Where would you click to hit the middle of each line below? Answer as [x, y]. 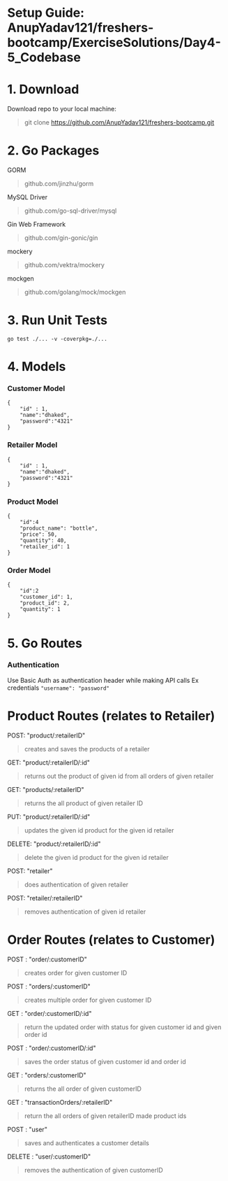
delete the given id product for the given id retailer [96, 857]
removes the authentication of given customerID [94, 1170]
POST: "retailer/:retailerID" [45, 898]
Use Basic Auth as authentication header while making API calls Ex [103, 680]
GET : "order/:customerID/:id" [50, 1013]
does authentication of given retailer [76, 884]
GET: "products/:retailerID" [46, 789]
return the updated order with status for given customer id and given [123, 1027]
